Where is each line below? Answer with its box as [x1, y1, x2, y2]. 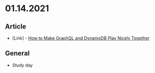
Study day [12, 62, 33, 68]
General [5, 49, 30, 57]
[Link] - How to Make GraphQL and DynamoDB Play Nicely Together [12, 35, 150, 41]
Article [5, 22, 26, 31]
